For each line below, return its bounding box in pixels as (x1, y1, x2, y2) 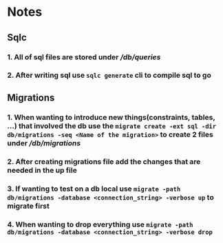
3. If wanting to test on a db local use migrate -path (7, 184, 181, 193)
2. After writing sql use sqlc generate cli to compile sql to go (7, 70, 211, 80)
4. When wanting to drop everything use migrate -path (7, 220, 193, 229)
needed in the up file (7, 165, 77, 175)
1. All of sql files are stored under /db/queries (7, 52, 161, 62)
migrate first (7, 201, 50, 211)
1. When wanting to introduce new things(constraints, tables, (7, 112, 215, 122)
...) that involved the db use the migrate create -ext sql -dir (7, 121, 217, 131)
